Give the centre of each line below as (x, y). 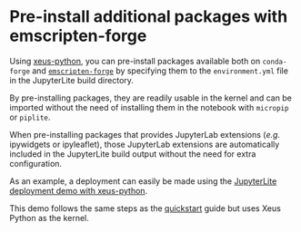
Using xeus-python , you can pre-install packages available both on (135, 61)
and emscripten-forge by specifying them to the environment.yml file (160, 71)
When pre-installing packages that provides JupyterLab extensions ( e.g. (145, 134)
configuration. (35, 163)
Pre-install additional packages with (149, 17)
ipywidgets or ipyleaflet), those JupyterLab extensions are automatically (145, 144)
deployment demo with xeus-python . (79, 190)
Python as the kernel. (49, 217)
